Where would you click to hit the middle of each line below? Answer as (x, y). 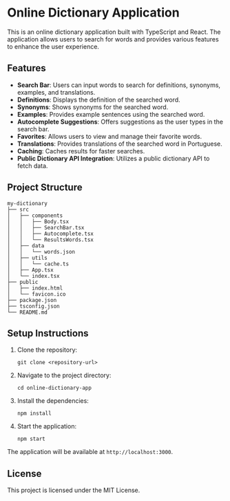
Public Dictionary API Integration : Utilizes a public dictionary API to (113, 158)
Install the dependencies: (53, 401)
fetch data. (32, 166)
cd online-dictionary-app (54, 388)
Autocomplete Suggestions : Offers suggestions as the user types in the (120, 122)
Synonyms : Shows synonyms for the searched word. (93, 107)
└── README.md (28, 312)
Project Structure (45, 188)
